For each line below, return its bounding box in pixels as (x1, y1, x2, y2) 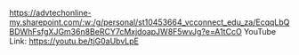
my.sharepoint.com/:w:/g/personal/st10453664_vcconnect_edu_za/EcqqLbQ (9, 17, 290, 27)
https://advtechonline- (9, 8, 92, 18)
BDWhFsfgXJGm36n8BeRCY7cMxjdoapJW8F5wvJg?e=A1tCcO (9, 27, 242, 36)
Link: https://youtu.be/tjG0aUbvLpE (9, 35, 140, 46)
